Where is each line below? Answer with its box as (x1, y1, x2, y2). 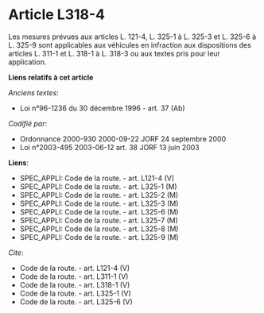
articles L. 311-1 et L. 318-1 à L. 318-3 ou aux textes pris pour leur (8, 48, 221, 58)
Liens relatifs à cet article (8, 72, 94, 82)
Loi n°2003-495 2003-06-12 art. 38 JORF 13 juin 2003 (19, 142, 200, 152)
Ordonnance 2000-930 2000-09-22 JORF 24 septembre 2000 (19, 133, 227, 144)
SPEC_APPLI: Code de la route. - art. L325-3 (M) (19, 199, 179, 208)
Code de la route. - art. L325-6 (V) (19, 296, 133, 307)
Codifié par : (8, 118, 48, 128)
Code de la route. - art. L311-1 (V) (19, 272, 129, 281)
